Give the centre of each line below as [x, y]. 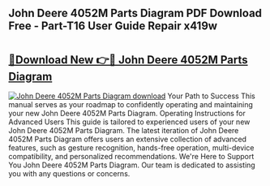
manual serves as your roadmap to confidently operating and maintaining [131, 104]
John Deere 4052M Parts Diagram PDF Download [135, 13]
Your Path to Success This [211, 96]
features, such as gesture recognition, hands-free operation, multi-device [131, 148]
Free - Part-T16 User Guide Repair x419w [113, 26]
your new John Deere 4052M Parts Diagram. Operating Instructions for [127, 113]
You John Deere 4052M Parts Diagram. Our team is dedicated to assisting [132, 165]
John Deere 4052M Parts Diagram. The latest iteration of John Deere [124, 130]
